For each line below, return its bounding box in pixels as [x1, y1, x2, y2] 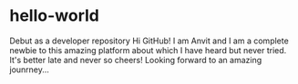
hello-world [9, 5, 100, 26]
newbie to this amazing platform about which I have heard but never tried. [9, 44, 287, 55]
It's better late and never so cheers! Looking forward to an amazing [9, 54, 262, 65]
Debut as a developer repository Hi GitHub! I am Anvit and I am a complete [9, 35, 289, 46]
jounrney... [9, 64, 50, 75]
